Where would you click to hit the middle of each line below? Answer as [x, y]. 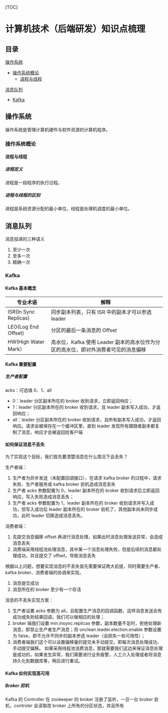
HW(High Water [26, 342]
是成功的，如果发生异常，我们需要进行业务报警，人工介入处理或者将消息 [87, 654]
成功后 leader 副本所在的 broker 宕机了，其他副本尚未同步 [94, 509]
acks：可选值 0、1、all [28, 390]
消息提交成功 [25, 583]
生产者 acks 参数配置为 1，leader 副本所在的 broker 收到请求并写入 [81, 503]
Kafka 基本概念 [21, 288]
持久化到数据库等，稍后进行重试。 [47, 660]
